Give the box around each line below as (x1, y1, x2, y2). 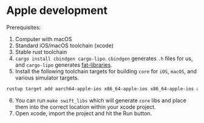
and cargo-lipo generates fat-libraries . (15, 61, 112, 68)
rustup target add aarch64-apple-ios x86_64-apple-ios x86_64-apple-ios (6, 85, 194, 91)
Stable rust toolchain (15, 48, 67, 55)
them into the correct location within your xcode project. (15, 103, 156, 110)
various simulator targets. (15, 74, 80, 81)
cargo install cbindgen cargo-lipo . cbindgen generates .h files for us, (15, 55, 193, 62)
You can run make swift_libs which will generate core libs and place (15, 96, 186, 104)
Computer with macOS (15, 35, 72, 42)
